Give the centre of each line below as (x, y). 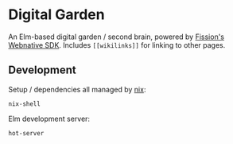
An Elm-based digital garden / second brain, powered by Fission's (116, 37)
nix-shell (25, 104)
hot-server (26, 133)
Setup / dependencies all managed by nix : (77, 89)
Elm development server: (49, 119)
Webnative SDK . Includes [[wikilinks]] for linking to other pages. (117, 45)
